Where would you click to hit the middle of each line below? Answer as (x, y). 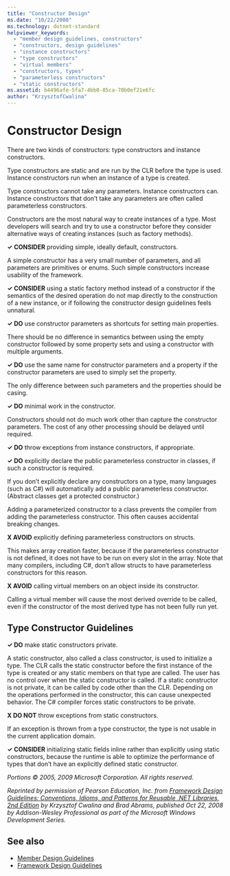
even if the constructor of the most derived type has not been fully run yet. (113, 606)
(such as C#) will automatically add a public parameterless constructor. (108, 489)
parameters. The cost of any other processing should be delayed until (106, 427)
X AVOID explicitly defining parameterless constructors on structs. (101, 537)
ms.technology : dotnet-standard (53, 26)
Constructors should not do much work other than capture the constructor (112, 419)
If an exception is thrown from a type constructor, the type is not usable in (112, 728)
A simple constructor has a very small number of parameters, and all (104, 260)
